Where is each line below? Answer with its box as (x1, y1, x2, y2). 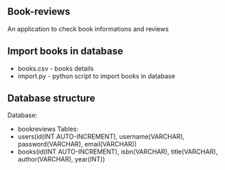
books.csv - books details (17, 64, 94, 73)
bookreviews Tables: (17, 124, 79, 134)
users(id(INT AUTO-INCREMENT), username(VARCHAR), (17, 132, 185, 141)
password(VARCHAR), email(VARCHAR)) (17, 140, 137, 149)
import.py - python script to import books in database (17, 71, 176, 80)
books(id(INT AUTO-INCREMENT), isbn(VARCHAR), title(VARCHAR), (17, 147, 219, 156)
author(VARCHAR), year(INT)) (17, 155, 105, 164)
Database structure (7, 92, 95, 105)
